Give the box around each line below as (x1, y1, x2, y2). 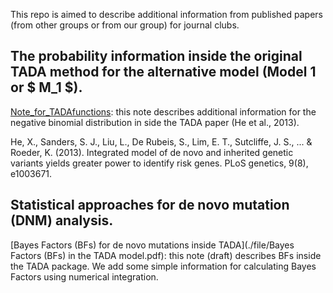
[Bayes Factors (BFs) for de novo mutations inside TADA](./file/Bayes (10, 239, 295, 251)
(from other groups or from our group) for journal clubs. (10, 19, 240, 31)
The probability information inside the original (10, 48, 303, 65)
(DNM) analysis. (10, 212, 114, 229)
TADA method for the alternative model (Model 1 (10, 64, 317, 81)
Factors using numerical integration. (10, 270, 159, 283)
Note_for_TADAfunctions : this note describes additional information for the (10, 105, 317, 118)
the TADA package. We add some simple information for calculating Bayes (10, 260, 317, 272)
